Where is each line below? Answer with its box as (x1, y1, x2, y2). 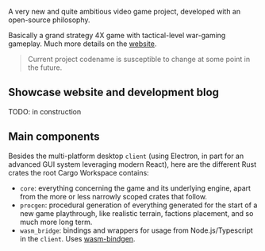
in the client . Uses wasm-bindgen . (19, 234, 136, 243)
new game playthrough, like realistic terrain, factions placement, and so (19, 208, 254, 218)
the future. (27, 63, 63, 72)
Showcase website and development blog (8, 86, 220, 99)
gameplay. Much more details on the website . (8, 39, 157, 48)
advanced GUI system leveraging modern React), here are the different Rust (8, 159, 257, 169)
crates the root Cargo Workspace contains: (8, 168, 149, 177)
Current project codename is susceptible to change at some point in (27, 55, 251, 64)
